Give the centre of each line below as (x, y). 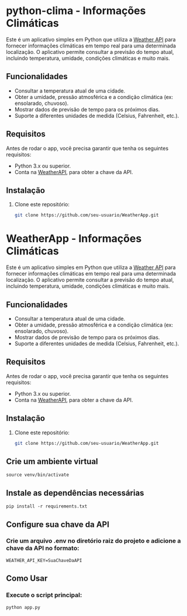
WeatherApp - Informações (74, 239)
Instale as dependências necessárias (75, 493)
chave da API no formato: (43, 548)
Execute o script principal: (44, 595)
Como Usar (27, 578)
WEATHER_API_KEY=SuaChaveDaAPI (44, 560)
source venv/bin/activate (37, 475)
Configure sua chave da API (58, 524)
